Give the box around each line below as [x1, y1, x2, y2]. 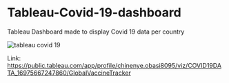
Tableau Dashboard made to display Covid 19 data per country [7, 27, 185, 36]
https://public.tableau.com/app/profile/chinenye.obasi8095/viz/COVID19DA [7, 61, 222, 69]
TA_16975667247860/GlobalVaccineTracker [7, 69, 131, 77]
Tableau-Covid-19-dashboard [7, 5, 181, 21]
